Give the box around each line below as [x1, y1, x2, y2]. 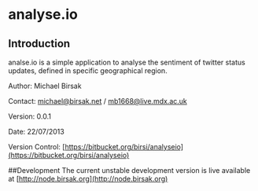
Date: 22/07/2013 [8, 127, 64, 136]
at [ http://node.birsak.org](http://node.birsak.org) [8, 174, 168, 183]
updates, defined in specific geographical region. [8, 66, 168, 75]
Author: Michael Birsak [8, 81, 82, 90]
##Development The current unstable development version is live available [8, 166, 251, 174]
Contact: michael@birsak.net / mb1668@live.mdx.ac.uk [8, 97, 187, 105]
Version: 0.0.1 [8, 112, 51, 121]
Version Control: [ [8, 142, 65, 151]
